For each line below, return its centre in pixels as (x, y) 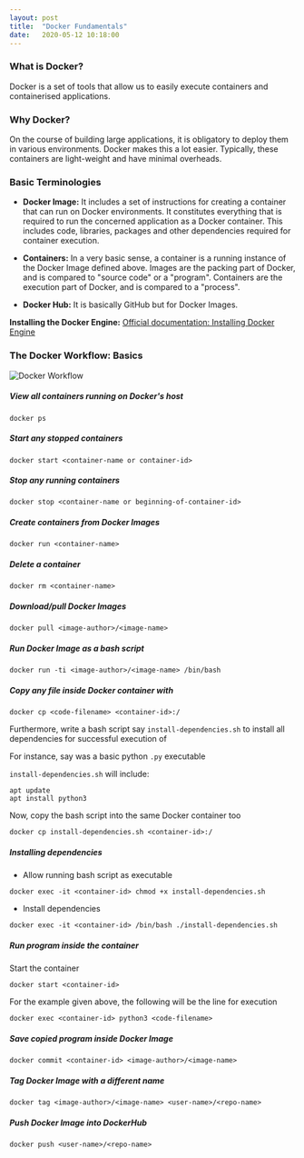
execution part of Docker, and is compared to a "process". (131, 287)
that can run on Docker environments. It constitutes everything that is (152, 212)
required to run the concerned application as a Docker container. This (152, 221)
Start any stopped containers (66, 438)
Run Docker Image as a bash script (77, 648)
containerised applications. (60, 95)
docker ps (28, 418)
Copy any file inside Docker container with (92, 690)
